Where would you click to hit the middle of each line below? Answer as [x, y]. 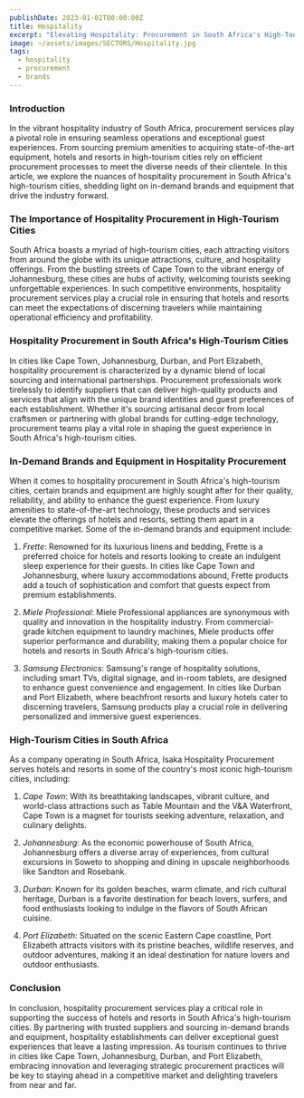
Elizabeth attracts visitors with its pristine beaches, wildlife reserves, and [158, 945]
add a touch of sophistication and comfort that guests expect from [146, 584]
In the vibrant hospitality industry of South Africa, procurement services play [152, 129]
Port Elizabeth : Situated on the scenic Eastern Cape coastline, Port [147, 936]
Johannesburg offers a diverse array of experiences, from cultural [146, 852]
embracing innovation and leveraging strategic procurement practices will [147, 1065]
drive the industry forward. [59, 196]
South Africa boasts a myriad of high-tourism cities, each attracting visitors [149, 250]
